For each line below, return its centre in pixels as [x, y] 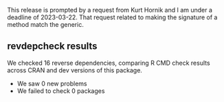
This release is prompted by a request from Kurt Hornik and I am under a [110, 10]
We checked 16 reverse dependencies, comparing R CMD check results [109, 63]
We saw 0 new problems [52, 83]
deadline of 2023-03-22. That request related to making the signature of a [112, 17]
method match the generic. [45, 24]
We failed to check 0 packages [61, 91]
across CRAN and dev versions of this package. [75, 70]
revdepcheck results [52, 47]
